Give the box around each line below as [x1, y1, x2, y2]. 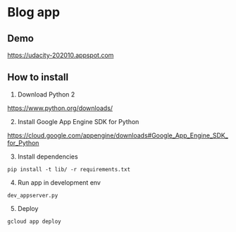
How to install [7, 71, 69, 83]
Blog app [7, 4, 61, 20]
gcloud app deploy [7, 218, 61, 225]
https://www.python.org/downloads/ [7, 104, 113, 112]
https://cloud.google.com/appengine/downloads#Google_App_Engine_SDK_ [7, 131, 229, 140]
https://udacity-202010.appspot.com [7, 51, 114, 59]
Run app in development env [17, 178, 101, 187]
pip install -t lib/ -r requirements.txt [7, 166, 131, 173]
